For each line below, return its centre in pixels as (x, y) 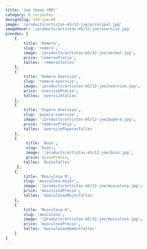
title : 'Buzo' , (42, 143)
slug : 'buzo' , (41, 148)
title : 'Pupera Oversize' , (52, 110)
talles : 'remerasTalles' (50, 62)
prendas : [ (17, 34)
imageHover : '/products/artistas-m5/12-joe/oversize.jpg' (68, 29)
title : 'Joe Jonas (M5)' (32, 10)
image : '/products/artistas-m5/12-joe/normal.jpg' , (80, 53)
